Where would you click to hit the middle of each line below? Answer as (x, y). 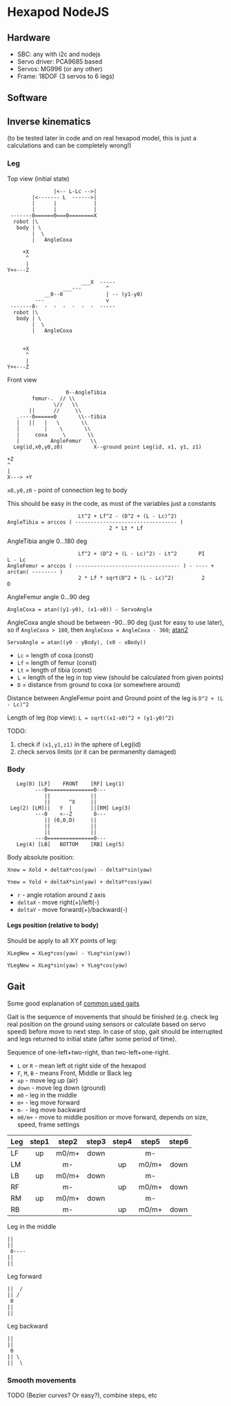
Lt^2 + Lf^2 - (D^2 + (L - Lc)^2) (128, 516)
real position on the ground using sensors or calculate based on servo (107, 1024)
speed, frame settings (48, 1124)
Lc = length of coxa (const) (56, 655)
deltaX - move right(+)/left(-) (58, 902)
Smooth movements (42, 1380)
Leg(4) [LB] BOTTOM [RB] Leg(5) (71, 844)
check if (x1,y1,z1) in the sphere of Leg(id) (79, 744)
